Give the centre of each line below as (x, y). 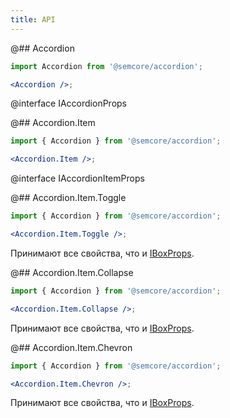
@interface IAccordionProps (69, 103)
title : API (33, 19)
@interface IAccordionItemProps (77, 178)
